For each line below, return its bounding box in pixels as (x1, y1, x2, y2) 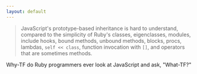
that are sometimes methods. (20, 49, 93, 56)
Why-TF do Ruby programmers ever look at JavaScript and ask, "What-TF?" (6, 61, 192, 68)
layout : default (6, 8, 46, 15)
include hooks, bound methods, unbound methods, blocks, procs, (20, 37, 182, 44)
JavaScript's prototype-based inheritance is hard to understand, (20, 25, 179, 32)
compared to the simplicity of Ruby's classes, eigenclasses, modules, (20, 31, 191, 38)
